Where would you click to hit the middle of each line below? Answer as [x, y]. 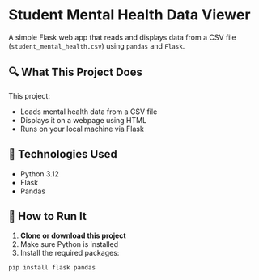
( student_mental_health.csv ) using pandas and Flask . [97, 45]
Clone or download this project [73, 235]
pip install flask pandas [52, 268]
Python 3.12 [39, 174]
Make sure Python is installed [69, 244]
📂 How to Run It [48, 216]
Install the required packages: [70, 253]
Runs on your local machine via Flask [82, 129]
